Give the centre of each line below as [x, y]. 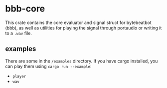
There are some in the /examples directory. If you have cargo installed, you [82, 61]
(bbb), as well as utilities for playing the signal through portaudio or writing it [83, 27]
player [19, 76]
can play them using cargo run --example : [48, 66]
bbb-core [25, 9]
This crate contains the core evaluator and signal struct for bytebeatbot [79, 22]
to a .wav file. [19, 33]
